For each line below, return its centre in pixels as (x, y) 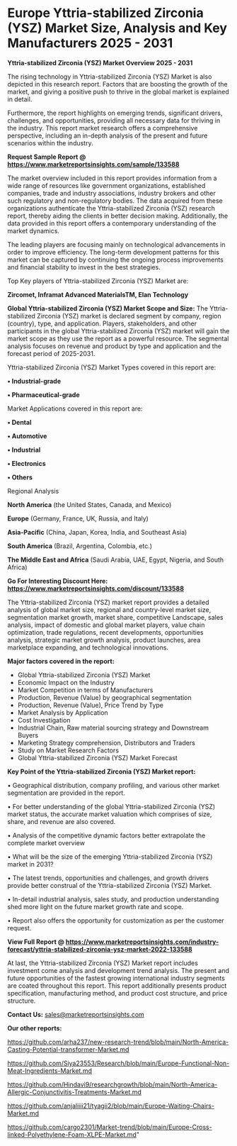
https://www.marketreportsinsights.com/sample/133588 (93, 164)
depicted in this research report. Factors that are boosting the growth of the (117, 84)
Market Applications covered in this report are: (75, 408)
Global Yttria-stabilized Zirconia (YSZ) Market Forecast (98, 757)
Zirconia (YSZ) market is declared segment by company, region (129, 316)
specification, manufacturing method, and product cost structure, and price (117, 993)
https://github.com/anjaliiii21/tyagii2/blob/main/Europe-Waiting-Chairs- (111, 1106)
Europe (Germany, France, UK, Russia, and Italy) (78, 518)
